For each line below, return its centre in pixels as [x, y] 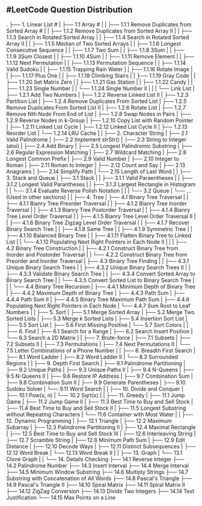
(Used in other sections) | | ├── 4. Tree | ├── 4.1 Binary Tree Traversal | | [97, 197]
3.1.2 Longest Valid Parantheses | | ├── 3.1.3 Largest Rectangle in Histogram [101, 184]
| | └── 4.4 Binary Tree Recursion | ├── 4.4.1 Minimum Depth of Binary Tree [101, 286]
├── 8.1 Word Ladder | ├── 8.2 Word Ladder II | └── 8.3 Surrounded [92, 357]
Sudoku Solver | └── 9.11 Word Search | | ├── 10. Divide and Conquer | [95, 389]
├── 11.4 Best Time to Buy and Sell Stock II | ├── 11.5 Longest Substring [96, 408]
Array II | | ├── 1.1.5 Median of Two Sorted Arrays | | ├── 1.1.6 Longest [94, 43]
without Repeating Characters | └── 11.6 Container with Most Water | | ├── [100, 414]
